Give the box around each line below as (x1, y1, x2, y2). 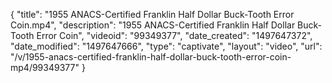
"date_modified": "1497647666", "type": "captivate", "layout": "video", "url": (10, 40, 323, 52)
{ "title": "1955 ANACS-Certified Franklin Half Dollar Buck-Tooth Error (10, 9, 295, 20)
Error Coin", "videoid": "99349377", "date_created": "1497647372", (36, 30, 313, 41)
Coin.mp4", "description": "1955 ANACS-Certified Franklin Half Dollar (10, 19, 296, 31)
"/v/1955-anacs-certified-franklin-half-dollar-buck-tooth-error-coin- (10, 51, 292, 63)
